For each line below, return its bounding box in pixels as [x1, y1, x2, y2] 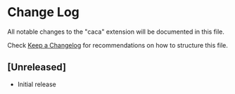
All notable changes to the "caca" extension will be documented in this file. [7, 27, 225, 36]
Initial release [17, 80, 56, 88]
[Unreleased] [7, 61, 67, 74]
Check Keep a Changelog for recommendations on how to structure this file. [7, 41, 229, 49]
